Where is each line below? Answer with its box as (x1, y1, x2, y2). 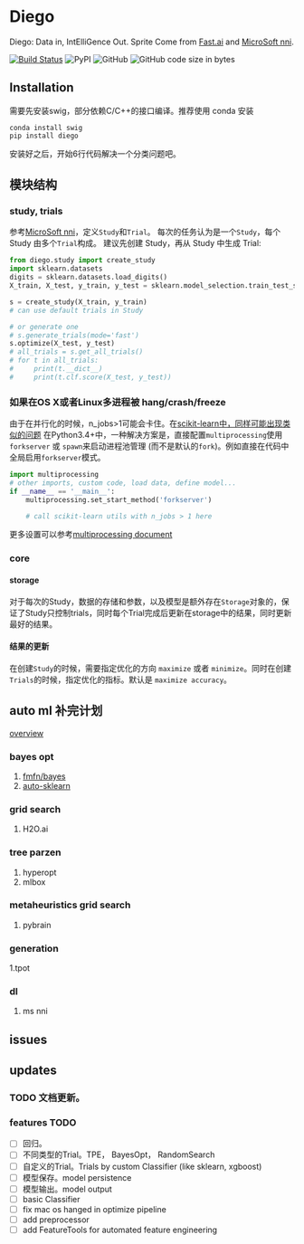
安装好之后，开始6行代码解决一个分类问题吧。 (9, 147, 181, 159)
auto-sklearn (22, 780, 71, 791)
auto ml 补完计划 (9, 703, 103, 718)
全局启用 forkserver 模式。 (9, 452, 106, 463)
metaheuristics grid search (9, 898, 131, 911)
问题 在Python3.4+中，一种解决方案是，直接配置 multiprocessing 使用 (24, 430, 283, 441)
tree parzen (9, 846, 62, 859)
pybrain (22, 919, 52, 930)
